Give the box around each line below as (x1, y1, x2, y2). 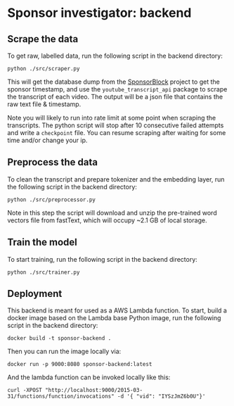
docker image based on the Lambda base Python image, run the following (7, 314, 221, 322)
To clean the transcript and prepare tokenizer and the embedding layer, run (7, 175, 225, 184)
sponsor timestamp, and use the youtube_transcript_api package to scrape (7, 85, 228, 93)
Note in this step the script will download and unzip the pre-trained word (7, 208, 217, 217)
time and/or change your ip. (7, 136, 88, 144)
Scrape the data (7, 33, 79, 45)
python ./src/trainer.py (7, 269, 80, 276)
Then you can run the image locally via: (7, 347, 122, 356)
